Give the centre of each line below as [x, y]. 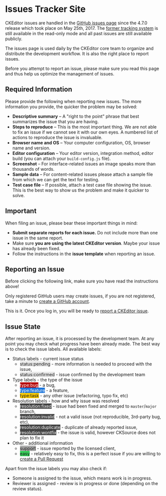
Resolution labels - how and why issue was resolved [66, 401]
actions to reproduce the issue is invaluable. [57, 137]
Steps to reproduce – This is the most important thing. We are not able [84, 127]
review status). [28, 489]
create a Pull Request [41, 459]
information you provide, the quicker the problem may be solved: [71, 106]
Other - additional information [43, 443]
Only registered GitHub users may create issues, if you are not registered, [80, 296]
